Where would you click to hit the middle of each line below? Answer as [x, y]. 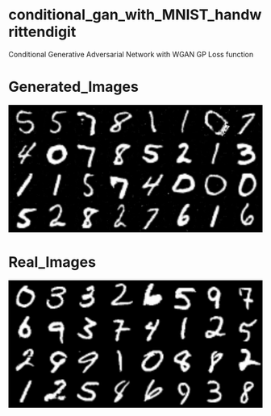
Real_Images [52, 262]
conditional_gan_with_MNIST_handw [135, 15]
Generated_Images [73, 87]
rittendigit [42, 32]
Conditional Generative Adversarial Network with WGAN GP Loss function [131, 54]
